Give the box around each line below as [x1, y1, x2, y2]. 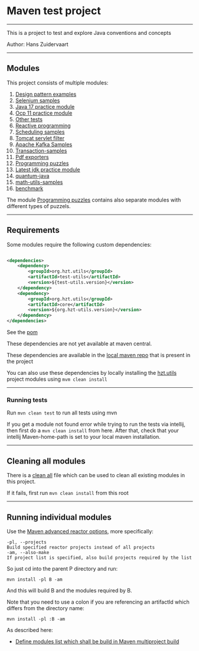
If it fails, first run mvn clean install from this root [6, 490, 129, 497]
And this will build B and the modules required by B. [6, 587, 132, 594]
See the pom [6, 329, 38, 336]
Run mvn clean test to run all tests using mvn [6, 409, 118, 416]
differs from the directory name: [6, 604, 84, 611]
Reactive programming [15, 122, 71, 129]
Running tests [6, 396, 48, 404]
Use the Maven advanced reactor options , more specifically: [6, 527, 154, 535]
